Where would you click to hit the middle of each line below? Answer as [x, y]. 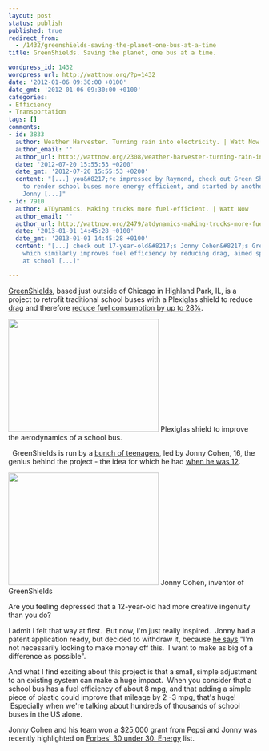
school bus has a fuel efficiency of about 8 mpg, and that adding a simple [130, 689]
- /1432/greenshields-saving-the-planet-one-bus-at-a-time [116, 46]
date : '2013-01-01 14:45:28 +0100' [75, 231]
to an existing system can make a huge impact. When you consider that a [130, 680]
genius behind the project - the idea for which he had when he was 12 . [124, 461]
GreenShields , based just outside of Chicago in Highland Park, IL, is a [122, 291]
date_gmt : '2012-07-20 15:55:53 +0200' [82, 172]
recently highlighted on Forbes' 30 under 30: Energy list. [101, 738]
